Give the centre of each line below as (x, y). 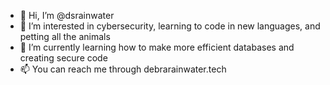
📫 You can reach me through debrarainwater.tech (123, 69)
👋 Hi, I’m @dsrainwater (67, 15)
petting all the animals (65, 36)
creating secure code (63, 58)
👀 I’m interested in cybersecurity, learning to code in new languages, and (170, 26)
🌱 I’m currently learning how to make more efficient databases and (157, 47)
